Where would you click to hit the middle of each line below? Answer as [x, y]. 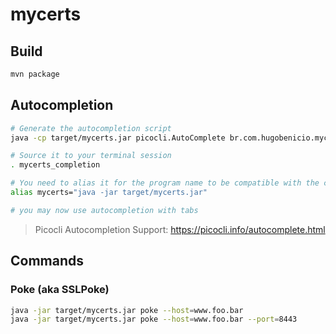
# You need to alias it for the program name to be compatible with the [165, 183]
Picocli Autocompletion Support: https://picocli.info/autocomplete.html [180, 229]
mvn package [35, 74]
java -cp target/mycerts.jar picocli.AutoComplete [118, 138]
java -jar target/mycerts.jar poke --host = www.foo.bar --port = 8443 [154, 319]
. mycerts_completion [55, 165]
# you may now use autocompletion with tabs [104, 210]
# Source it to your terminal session [91, 156]
